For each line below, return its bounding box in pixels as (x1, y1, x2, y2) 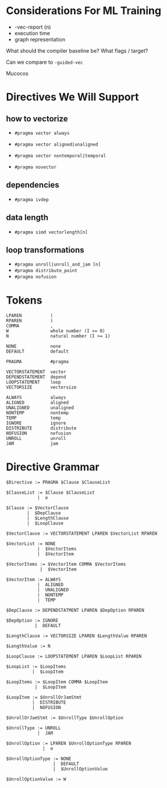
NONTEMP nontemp (6, 410, 69, 416)
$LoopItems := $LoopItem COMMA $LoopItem (6, 679, 108, 685)
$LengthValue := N (6, 644, 51, 649)
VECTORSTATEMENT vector (6, 369, 66, 375)
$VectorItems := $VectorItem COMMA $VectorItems (6, 562, 126, 567)
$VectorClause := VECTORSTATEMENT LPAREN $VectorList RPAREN (6, 531, 158, 536)
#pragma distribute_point (14, 268, 77, 274)
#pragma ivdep (14, 197, 49, 202)
